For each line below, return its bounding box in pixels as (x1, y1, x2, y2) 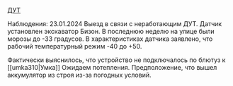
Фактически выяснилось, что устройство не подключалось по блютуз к (7, 56, 226, 64)
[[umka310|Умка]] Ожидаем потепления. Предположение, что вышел (7, 63, 217, 71)
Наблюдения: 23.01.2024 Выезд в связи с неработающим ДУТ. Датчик (7, 20, 222, 27)
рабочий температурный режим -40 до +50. (7, 42, 142, 50)
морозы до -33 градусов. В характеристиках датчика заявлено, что (7, 35, 213, 43)
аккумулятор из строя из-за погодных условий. (7, 70, 152, 79)
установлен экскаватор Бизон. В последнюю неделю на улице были (7, 27, 215, 35)
